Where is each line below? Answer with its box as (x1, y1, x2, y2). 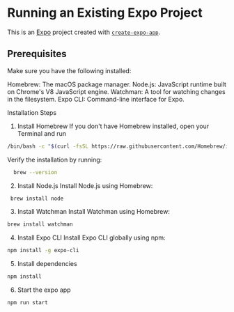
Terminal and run (17, 129, 66, 137)
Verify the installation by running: (7, 155, 102, 164)
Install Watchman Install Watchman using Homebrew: (17, 208, 171, 216)
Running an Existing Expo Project (7, 5, 203, 21)
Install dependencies (17, 260, 78, 268)
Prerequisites (7, 48, 67, 60)
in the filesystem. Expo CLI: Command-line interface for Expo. (7, 95, 185, 103)
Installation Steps (7, 108, 57, 116)
